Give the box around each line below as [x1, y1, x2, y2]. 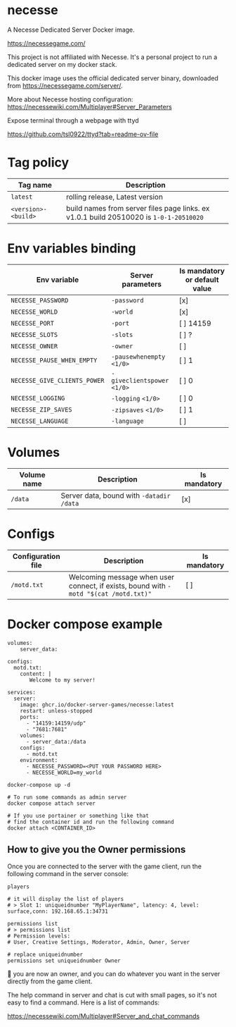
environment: [20, 756, 58, 763]
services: [7, 689, 37, 696]
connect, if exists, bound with [69, 581, 166, 591]
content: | [20, 670, 52, 677]
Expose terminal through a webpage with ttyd [7, 116, 139, 125]
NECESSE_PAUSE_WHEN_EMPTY [11, 356, 98, 364]
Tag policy [7, 154, 70, 171]
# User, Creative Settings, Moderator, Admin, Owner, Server [7, 939, 190, 946]
